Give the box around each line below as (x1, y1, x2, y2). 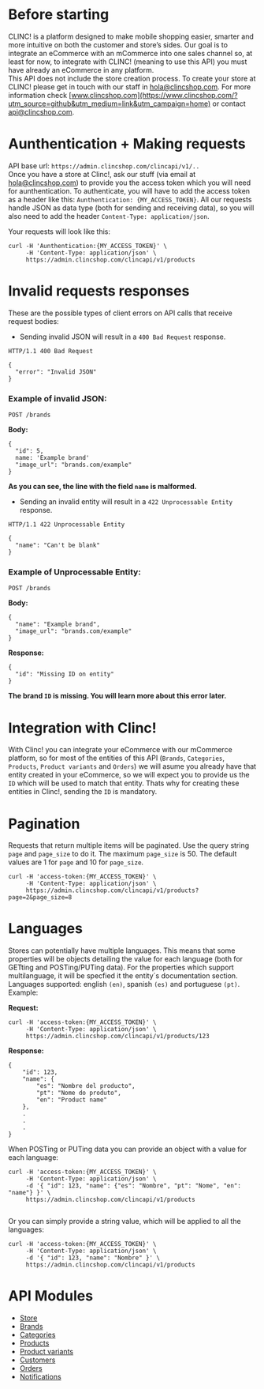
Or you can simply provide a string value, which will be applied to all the (8, 1217, 242, 1226)
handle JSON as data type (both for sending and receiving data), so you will (8, 203, 255, 213)
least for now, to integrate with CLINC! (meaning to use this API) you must (8, 57, 247, 66)
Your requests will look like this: (8, 227, 110, 236)
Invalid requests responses (8, 282, 190, 300)
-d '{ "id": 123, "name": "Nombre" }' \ (25, 1254, 160, 1262)
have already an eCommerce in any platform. (8, 65, 154, 74)
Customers (19, 1355, 56, 1365)
